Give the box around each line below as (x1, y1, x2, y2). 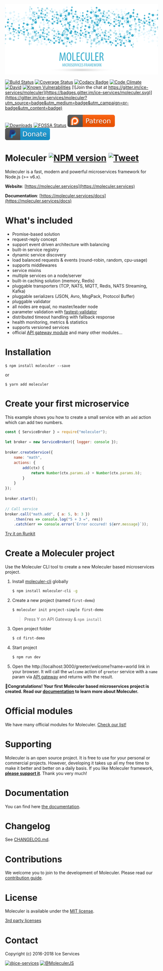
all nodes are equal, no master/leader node (12, 304, 98, 310)
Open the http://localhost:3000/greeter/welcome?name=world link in (12, 663, 150, 669)
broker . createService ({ (5, 450, 53, 455)
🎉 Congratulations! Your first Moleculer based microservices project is (5, 683, 149, 689)
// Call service (5, 506, 38, 511)
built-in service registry (12, 247, 59, 252)
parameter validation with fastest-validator (12, 309, 97, 314)
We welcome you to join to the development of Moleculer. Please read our (5, 870, 153, 876)
